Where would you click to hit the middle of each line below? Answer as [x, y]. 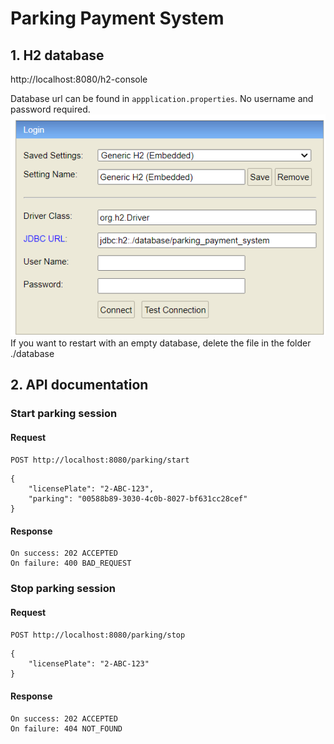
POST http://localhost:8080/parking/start [100, 460]
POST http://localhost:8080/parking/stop [98, 635]
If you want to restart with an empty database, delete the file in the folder [161, 343]
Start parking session [64, 413]
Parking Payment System [117, 18]
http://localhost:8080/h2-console [79, 79]
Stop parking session [63, 589]
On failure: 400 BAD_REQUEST [71, 563]
